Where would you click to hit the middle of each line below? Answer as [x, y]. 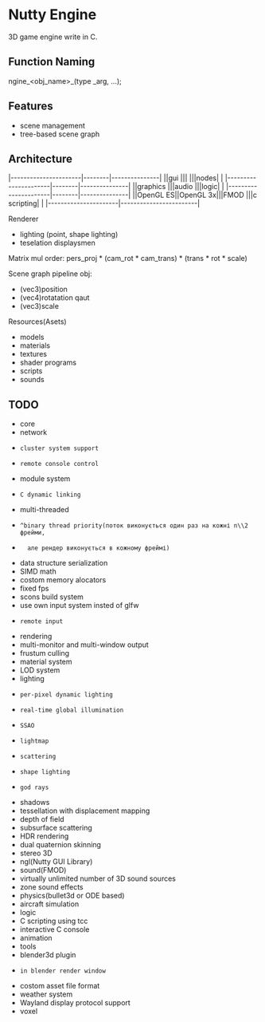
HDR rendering [44, 836]
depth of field [42, 819]
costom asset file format [60, 986]
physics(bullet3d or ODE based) [72, 896]
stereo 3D [36, 853]
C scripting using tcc [54, 921]
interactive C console [55, 929]
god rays [34, 787]
